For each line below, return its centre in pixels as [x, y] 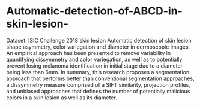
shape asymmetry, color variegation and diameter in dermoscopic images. [98, 47]
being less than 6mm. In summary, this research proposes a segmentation [98, 72]
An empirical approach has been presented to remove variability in [89, 53]
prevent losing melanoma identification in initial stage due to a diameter [95, 66]
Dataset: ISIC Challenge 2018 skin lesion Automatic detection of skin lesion [99, 40]
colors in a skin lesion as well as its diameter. [62, 98]
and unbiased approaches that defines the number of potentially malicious [98, 91]
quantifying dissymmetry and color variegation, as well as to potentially [94, 59]
